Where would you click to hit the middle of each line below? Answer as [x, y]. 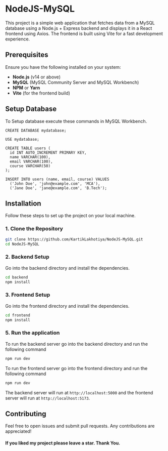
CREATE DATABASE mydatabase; [36, 130]
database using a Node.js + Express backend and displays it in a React [79, 28]
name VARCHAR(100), [30, 157]
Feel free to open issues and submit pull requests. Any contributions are [80, 426]
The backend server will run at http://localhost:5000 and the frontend [79, 392]
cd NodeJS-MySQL [22, 244]
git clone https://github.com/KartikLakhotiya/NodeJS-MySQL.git [74, 239]
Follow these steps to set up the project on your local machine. [70, 216]
